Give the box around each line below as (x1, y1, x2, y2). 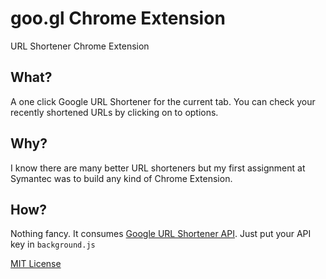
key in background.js (10, 238, 96, 251)
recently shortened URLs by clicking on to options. (10, 106, 219, 118)
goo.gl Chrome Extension (10, 7, 226, 30)
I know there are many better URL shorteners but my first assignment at (10, 162, 306, 174)
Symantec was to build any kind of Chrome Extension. (10, 172, 233, 184)
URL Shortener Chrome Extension (10, 40, 150, 52)
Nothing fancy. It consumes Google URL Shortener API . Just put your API (10, 228, 312, 240)
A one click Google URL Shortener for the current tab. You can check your (10, 95, 316, 107)
